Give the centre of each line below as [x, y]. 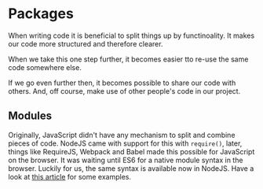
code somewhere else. [45, 67]
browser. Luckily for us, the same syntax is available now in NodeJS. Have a [131, 168]
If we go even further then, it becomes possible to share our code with [122, 83]
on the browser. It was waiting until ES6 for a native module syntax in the [126, 160]
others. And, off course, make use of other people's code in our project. [124, 91]
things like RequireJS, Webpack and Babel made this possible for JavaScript [131, 151]
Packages [41, 14]
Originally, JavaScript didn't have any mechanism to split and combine [122, 135]
